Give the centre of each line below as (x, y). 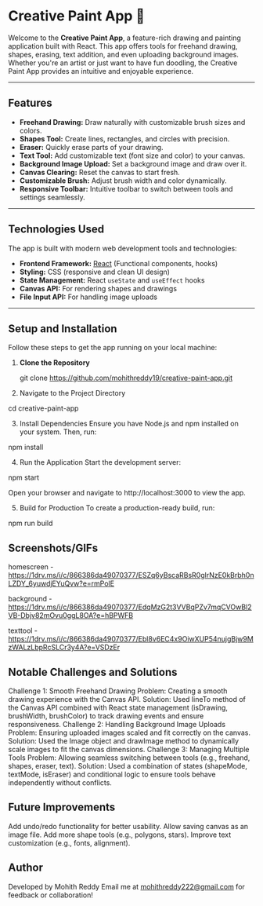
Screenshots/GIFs (53, 548)
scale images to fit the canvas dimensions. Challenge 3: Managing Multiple (129, 749)
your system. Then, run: (58, 432)
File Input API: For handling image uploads (88, 297)
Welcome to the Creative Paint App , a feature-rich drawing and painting (124, 38)
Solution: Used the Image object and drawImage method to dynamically (124, 741)
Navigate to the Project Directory (72, 393)
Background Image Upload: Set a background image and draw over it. (133, 163)
